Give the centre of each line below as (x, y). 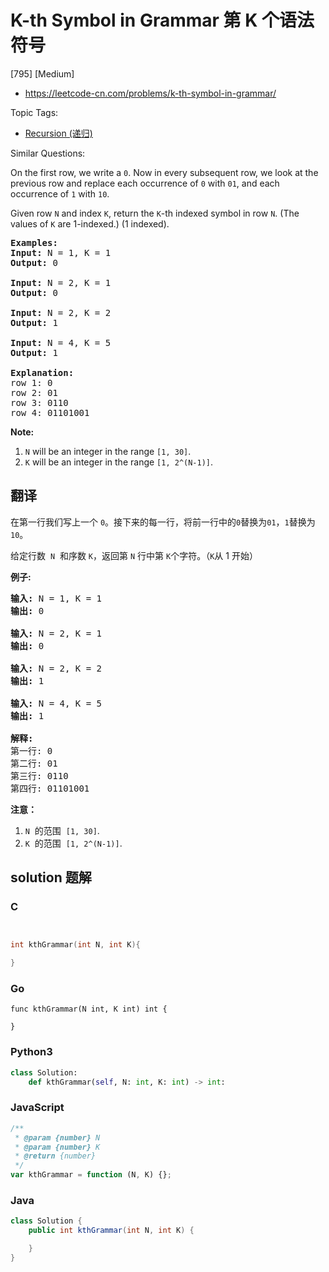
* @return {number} (55, 1156)
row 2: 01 (34, 392)
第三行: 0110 (39, 775)
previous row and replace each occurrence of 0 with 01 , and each (145, 183)
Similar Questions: (48, 153)
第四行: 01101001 (50, 788)
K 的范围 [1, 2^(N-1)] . (73, 843)
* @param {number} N (57, 1137)
